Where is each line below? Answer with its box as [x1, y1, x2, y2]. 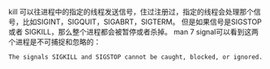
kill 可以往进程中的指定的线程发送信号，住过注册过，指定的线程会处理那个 [8, 7, 254, 16]
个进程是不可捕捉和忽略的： [8, 37, 101, 47]
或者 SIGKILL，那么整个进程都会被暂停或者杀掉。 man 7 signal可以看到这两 [8, 27, 259, 36]
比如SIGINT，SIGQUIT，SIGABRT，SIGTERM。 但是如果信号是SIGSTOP [22, 17, 262, 26]
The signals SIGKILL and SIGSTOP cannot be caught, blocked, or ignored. [8, 53, 264, 61]
